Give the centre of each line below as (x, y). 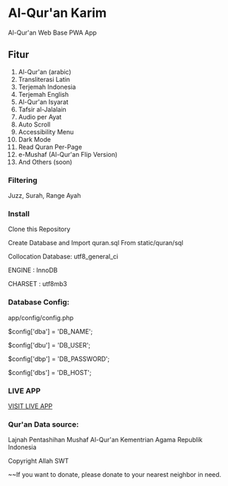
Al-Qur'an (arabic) (44, 71)
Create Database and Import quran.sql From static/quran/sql (96, 243)
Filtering (23, 180)
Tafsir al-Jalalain (42, 109)
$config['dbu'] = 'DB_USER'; (49, 345)
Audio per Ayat (40, 117)
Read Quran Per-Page (50, 147)
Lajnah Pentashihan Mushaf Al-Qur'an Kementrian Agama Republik (106, 440)
